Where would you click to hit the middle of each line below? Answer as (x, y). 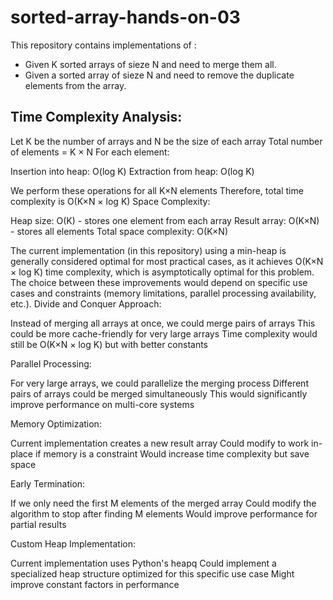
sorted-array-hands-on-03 (125, 17)
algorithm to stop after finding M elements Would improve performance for (164, 513)
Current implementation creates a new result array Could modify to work (160, 443)
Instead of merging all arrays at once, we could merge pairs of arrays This (163, 323)
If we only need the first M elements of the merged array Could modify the (163, 503)
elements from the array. (75, 85)
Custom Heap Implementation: (73, 543)
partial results (38, 524)
